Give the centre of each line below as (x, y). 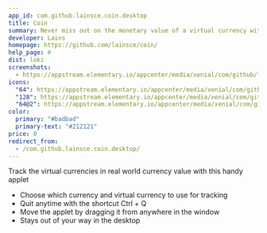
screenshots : (30, 68)
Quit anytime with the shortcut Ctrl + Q (83, 204)
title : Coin (28, 23)
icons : (19, 82)
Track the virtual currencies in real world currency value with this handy (126, 171)
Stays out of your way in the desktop (80, 220)
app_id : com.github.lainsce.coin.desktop (78, 16)
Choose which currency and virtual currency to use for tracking (124, 195)
